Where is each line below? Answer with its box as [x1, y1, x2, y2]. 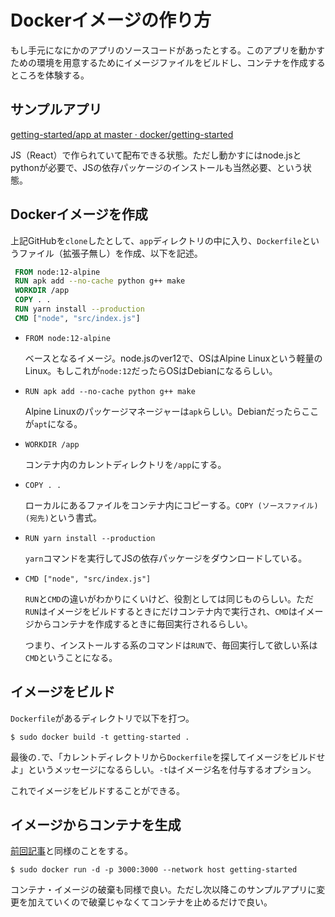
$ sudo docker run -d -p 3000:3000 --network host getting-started [10, 865, 298, 875]
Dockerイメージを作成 [10, 206, 148, 223]
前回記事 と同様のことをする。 [10, 845, 133, 857]
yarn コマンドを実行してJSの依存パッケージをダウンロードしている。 [24, 552, 308, 564]
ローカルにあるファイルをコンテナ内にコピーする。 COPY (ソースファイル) [24, 499, 319, 511]
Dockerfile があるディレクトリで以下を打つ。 [10, 712, 195, 724]
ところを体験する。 [10, 69, 90, 81]
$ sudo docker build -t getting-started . [10, 732, 190, 742]
